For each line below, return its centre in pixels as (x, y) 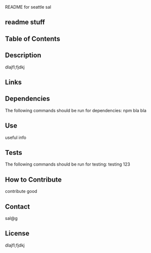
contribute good (21, 191)
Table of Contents (33, 39)
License (17, 233)
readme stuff (25, 22)
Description (23, 55)
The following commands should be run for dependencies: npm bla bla (76, 110)
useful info (16, 137)
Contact (17, 207)
